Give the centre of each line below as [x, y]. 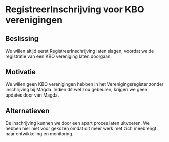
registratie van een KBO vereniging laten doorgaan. [59, 56]
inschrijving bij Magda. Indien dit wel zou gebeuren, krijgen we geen [76, 89]
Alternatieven [27, 111]
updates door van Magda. [32, 95]
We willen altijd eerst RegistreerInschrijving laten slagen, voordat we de [80, 51]
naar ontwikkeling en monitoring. [39, 134]
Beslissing [22, 39]
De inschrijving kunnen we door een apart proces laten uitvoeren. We [78, 123]
